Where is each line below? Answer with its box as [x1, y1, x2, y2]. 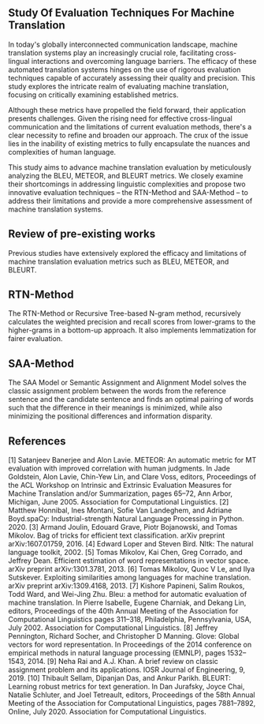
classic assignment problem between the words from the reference [8, 386, 227, 396]
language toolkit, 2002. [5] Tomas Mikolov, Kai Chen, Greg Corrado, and [8, 548, 243, 557]
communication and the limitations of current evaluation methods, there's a [8, 122, 252, 131]
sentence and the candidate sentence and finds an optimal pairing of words [8, 395, 254, 404]
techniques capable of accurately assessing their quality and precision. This [8, 73, 256, 82]
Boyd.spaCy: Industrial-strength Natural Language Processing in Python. [8, 514, 244, 523]
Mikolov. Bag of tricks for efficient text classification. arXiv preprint [8, 531, 225, 540]
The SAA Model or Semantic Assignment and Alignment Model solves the [8, 378, 247, 388]
